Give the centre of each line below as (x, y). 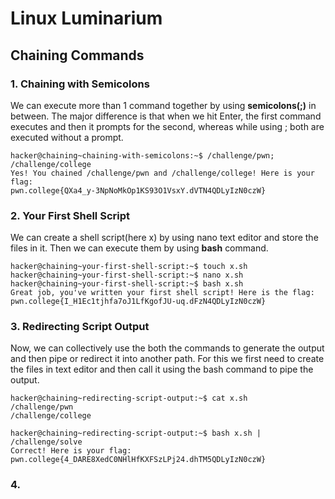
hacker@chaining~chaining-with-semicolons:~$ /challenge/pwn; (142, 155)
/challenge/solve (46, 442)
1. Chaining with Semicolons (80, 84)
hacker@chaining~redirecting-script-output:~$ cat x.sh (129, 398)
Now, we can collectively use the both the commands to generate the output (167, 348)
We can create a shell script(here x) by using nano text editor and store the (164, 238)
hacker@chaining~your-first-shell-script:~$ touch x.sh (129, 267)
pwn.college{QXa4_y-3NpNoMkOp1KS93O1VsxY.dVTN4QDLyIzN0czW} (138, 190)
